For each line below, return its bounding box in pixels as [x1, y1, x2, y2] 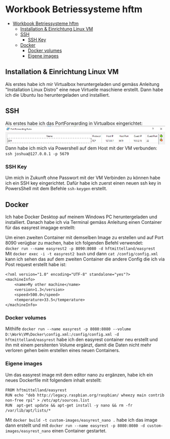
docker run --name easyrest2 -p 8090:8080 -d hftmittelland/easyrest [5, 246, 156, 251]
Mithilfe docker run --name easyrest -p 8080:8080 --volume [5, 326, 131, 332]
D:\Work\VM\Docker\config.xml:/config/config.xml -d [5, 332, 119, 337]
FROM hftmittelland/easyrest [5, 388, 67, 393]
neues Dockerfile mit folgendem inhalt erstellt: [5, 377, 102, 383]
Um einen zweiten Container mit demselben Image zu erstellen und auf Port [5, 234, 164, 240]
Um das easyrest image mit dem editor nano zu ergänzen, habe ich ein [5, 371, 153, 377]
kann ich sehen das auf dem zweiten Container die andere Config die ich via [5, 256, 165, 262]
